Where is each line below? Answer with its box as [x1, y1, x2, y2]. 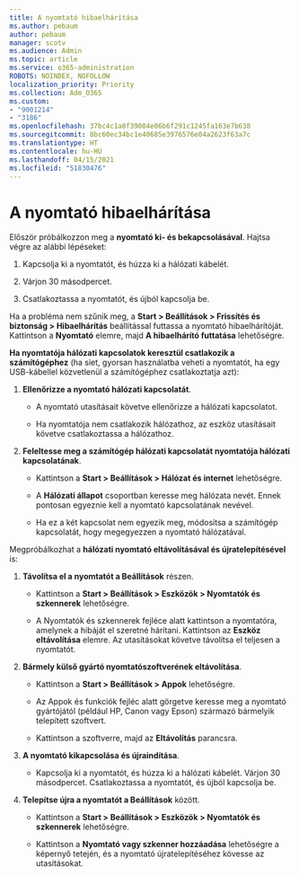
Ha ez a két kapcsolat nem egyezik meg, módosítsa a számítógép [35, 518, 278, 528]
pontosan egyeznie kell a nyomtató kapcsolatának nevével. [35, 500, 254, 510]
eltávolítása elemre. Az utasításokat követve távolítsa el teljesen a [35, 634, 281, 645]
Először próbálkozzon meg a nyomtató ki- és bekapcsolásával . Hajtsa [9, 232, 271, 243]
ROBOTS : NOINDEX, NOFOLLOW [9, 72, 110, 81]
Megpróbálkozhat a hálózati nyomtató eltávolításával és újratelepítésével [9, 544, 286, 555]
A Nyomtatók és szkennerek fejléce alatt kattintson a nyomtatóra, [35, 615, 277, 626]
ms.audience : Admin [9, 47, 83, 56]
